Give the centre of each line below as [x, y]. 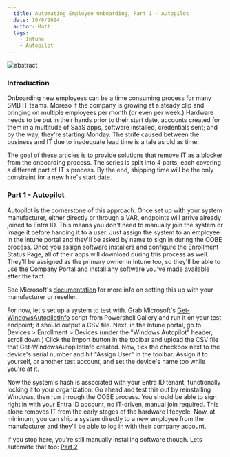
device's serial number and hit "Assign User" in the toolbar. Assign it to [107, 354]
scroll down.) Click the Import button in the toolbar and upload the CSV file [113, 339]
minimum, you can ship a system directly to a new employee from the [106, 418]
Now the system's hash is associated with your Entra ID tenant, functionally [114, 382]
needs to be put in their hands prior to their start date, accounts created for [114, 120]
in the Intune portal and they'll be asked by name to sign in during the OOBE [115, 239]
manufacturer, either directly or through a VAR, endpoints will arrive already [114, 217]
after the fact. [27, 276]
